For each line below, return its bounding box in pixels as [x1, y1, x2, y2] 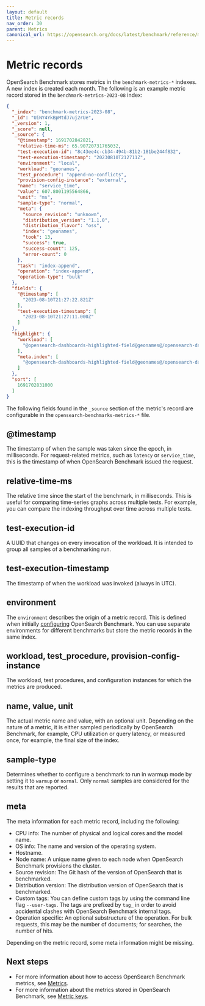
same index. [6, 633, 37, 640]
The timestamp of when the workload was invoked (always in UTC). [6, 579, 176, 587]
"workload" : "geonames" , [17, 166, 81, 172]
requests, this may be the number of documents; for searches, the [15, 920, 182, 928]
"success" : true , [22, 240, 67, 246]
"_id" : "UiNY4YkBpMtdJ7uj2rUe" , [12, 114, 95, 121]
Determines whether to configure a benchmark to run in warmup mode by [6, 771, 192, 778]
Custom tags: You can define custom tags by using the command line [15, 895, 190, 902]
